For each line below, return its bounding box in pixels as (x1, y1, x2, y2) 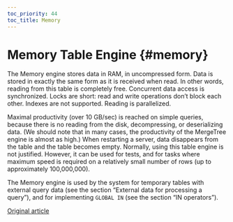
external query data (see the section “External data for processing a (7, 186, 202, 194)
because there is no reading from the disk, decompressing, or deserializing (7, 120, 223, 129)
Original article (7, 207, 50, 215)
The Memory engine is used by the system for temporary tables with (7, 179, 204, 187)
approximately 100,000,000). (7, 165, 91, 173)
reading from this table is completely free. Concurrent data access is (7, 84, 204, 93)
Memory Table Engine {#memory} (7, 47, 209, 63)
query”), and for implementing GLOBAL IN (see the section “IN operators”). (7, 193, 218, 202)
